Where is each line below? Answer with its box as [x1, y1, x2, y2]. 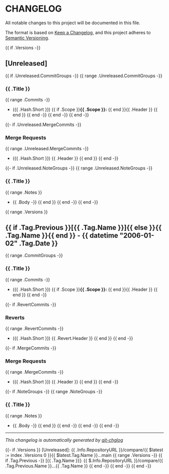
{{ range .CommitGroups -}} [5, 253, 63, 259]
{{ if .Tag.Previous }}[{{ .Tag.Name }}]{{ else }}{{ [5, 223, 162, 232]
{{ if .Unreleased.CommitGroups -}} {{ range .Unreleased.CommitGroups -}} [5, 73, 162, 79]
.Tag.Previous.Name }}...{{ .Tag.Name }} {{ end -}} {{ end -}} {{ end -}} [5, 462, 152, 469]
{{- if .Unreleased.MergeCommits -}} [5, 122, 81, 128]
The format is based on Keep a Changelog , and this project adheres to [5, 29, 151, 35]
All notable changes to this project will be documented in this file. [5, 20, 141, 26]
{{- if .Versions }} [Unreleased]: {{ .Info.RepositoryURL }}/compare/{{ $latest [5, 447, 163, 453]
